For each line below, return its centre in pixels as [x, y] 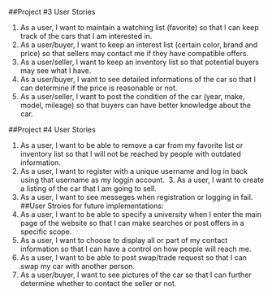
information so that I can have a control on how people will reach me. [136, 249]
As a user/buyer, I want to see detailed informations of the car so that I [138, 79]
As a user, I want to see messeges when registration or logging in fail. [136, 197]
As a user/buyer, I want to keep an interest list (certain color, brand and [139, 45]
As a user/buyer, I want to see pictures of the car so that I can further [136, 275]
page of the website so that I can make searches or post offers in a [132, 223]
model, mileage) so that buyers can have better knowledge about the [136, 105]
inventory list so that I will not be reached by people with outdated [130, 154]
